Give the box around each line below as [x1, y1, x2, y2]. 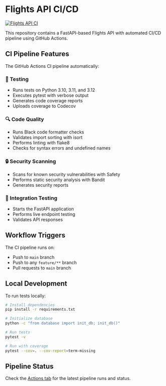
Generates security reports [12, 182, 69, 188]
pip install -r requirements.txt [5, 307, 75, 312]
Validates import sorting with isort [12, 135, 83, 141]
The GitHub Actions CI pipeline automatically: [5, 63, 100, 69]
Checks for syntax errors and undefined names [12, 145, 111, 151]
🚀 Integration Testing [5, 194, 58, 201]
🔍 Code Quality [5, 115, 44, 122]
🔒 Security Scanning [5, 158, 56, 165]
